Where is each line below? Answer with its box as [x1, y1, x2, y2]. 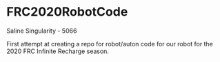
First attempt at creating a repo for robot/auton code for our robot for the [6, 40, 213, 48]
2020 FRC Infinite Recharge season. [6, 47, 110, 55]
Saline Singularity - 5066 [6, 27, 77, 35]
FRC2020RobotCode [6, 4, 128, 20]
